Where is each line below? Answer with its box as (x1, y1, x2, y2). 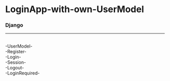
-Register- (5, 49, 27, 55)
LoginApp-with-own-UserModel (5, 4, 144, 15)
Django (5, 22, 24, 29)
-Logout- (5, 65, 24, 71)
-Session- (5, 59, 26, 65)
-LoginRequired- (5, 70, 40, 76)
